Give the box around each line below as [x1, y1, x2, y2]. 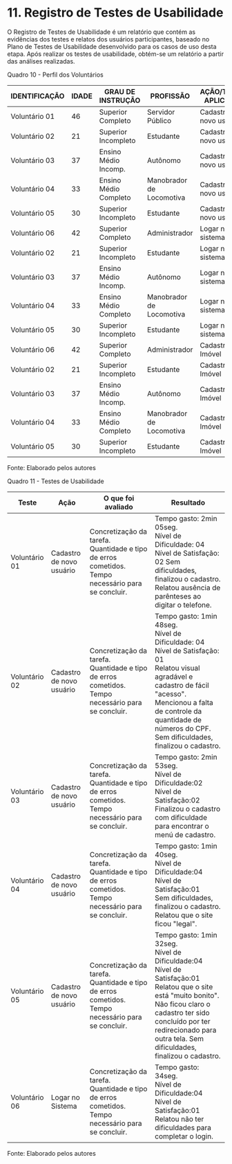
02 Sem [155, 556, 181, 566]
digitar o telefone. [155, 600, 212, 610]
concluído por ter [155, 1016, 211, 1026]
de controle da [155, 706, 202, 716]
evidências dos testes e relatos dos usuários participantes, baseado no [7, 35, 210, 43]
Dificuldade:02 [155, 778, 203, 787]
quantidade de [155, 715, 202, 724]
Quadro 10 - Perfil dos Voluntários [7, 71, 104, 79]
